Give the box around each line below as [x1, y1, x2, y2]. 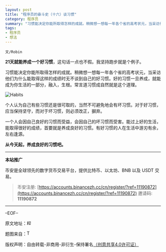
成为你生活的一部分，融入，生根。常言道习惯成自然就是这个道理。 [5, 81, 139, 87]
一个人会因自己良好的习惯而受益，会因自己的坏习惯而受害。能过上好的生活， [5, 119, 161, 125]
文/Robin [5, 49, 22, 55]
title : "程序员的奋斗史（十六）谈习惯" [5, 12, 77, 17]
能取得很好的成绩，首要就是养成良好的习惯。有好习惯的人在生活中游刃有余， [5, 125, 161, 130]
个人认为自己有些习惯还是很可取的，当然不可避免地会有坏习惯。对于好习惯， [5, 102, 161, 108]
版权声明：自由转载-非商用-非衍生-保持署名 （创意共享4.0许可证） [5, 241, 139, 247]
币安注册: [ [17, 184, 39, 190]
